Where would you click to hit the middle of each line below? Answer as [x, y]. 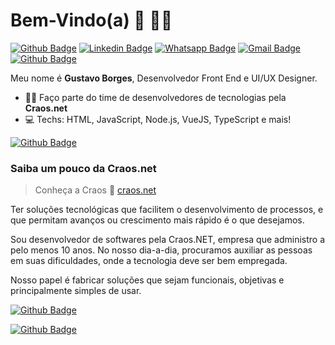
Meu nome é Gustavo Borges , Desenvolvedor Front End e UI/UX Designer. [164, 78]
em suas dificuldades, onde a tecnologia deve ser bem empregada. [149, 261]
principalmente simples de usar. [76, 291]
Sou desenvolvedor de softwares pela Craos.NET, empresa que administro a [168, 240]
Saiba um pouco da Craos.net [83, 168]
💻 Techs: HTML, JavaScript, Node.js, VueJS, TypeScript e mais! [158, 119]
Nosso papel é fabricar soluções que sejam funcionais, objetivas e [147, 280]
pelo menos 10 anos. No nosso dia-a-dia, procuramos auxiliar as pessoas [161, 250]
